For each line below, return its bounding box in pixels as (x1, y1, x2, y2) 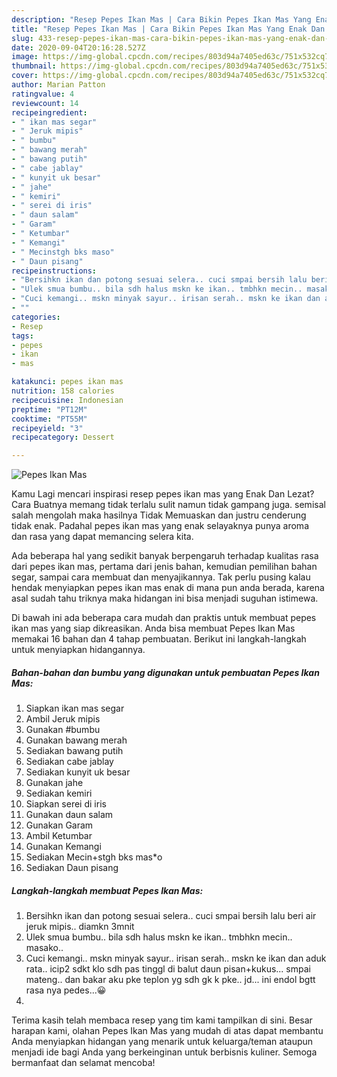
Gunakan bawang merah (25, 734, 128, 746)
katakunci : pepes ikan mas (11, 377, 124, 387)
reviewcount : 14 (11, 98, 79, 108)
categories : (11, 312, 61, 322)
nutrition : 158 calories (11, 386, 115, 396)
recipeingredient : (11, 107, 88, 118)
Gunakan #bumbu (25, 724, 101, 736)
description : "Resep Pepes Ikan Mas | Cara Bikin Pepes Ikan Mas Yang (11, 14, 312, 25)
